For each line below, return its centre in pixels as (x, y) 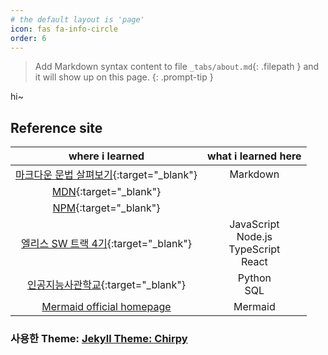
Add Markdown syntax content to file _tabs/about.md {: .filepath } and (177, 67)
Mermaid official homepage (106, 307)
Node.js (254, 237)
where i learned (106, 156)
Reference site (56, 127)
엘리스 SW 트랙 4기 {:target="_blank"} (106, 244)
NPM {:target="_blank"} (106, 208)
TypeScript (254, 249)
